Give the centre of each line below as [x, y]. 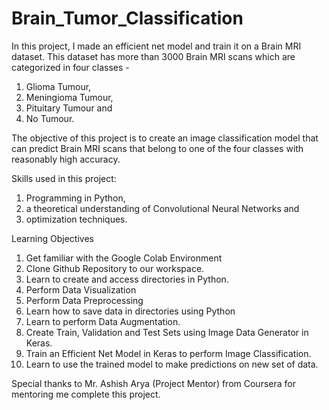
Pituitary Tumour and [69, 108]
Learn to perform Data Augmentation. [103, 321]
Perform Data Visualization [81, 289]
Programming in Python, [75, 198]
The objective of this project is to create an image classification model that [165, 138]
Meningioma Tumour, [69, 97]
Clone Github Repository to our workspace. [115, 268]
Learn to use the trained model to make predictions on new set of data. [172, 364]
